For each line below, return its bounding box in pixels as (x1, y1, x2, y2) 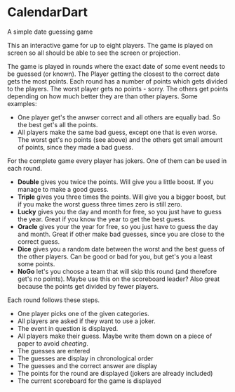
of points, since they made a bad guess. (17, 143, 133, 151)
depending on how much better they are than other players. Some (7, 92, 198, 100)
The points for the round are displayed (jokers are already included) (17, 369, 213, 377)
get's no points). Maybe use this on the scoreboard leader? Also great (17, 275, 220, 283)
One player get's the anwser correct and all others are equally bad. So (17, 113, 221, 122)
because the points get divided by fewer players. (17, 282, 159, 290)
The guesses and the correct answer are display (17, 361, 158, 370)
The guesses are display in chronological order (17, 354, 154, 362)
